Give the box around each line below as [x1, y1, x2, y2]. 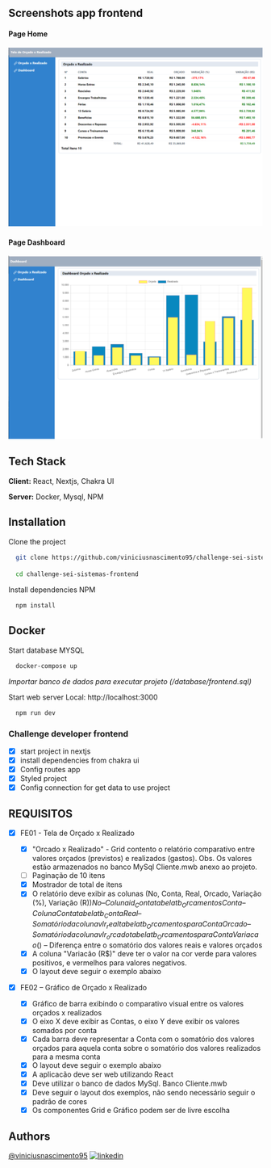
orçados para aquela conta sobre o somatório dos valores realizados [31, 1043, 261, 1052]
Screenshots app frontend [8, 6, 144, 20]
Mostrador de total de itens [31, 880, 123, 889]
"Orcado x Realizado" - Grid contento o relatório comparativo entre [31, 844, 256, 855]
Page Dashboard [8, 237, 66, 247]
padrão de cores [31, 1097, 87, 1107]
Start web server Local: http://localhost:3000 [8, 692, 159, 702]
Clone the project [8, 536, 66, 546]
